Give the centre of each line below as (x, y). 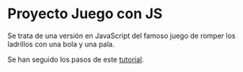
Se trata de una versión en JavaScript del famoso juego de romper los (121, 36)
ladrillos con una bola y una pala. (61, 44)
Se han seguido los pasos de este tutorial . (76, 59)
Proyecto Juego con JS (85, 14)
